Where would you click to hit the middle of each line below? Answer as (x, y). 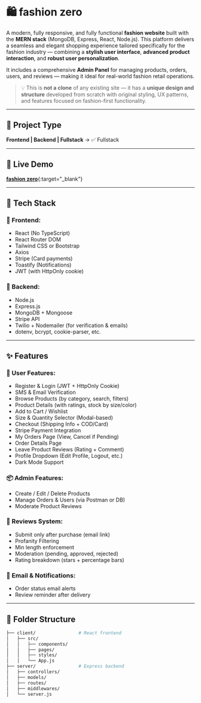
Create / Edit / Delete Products (53, 493)
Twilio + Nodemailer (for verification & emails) (71, 325)
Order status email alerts (45, 589)
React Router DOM (38, 240)
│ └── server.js (29, 694)
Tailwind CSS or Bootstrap (47, 246)
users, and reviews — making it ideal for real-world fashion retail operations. (100, 76)
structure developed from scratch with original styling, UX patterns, (105, 94)
